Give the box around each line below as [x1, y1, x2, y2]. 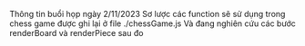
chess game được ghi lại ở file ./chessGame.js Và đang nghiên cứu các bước [9, 18, 296, 29]
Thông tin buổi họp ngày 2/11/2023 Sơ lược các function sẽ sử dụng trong [9, 9, 286, 19]
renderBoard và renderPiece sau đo [9, 28, 144, 38]
